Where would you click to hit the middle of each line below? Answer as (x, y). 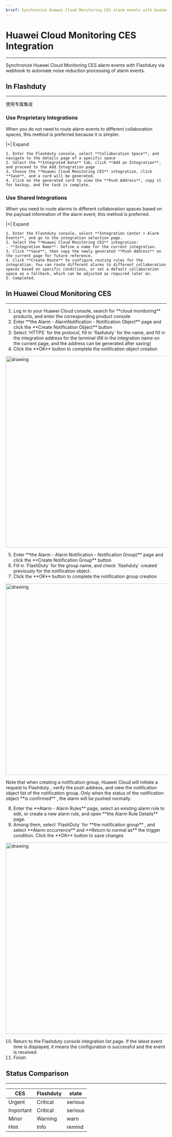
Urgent (17, 1102)
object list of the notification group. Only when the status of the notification (85, 793)
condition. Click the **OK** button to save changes (68, 835)
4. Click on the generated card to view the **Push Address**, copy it (83, 180)
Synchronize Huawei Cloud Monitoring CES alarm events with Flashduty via (85, 65)
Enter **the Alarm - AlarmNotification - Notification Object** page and (87, 322)
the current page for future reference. (50, 256)
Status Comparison (37, 1073)
